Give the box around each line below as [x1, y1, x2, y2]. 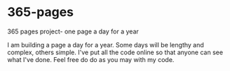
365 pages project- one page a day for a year [7, 27, 139, 35]
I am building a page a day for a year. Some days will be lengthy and [7, 40, 205, 49]
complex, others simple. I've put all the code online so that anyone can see [7, 48, 223, 56]
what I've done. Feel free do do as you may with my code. [7, 55, 175, 63]
